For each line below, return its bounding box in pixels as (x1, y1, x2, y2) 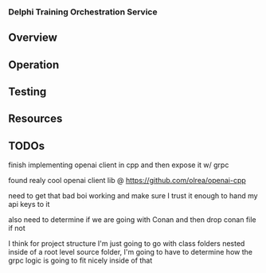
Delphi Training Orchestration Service (8, 6, 158, 18)
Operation (8, 58, 60, 72)
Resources (8, 112, 63, 126)
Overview (8, 31, 58, 45)
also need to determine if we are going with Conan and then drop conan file (8, 215, 256, 224)
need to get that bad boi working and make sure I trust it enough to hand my (8, 191, 258, 201)
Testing (8, 85, 47, 99)
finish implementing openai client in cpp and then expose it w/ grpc (8, 160, 229, 170)
